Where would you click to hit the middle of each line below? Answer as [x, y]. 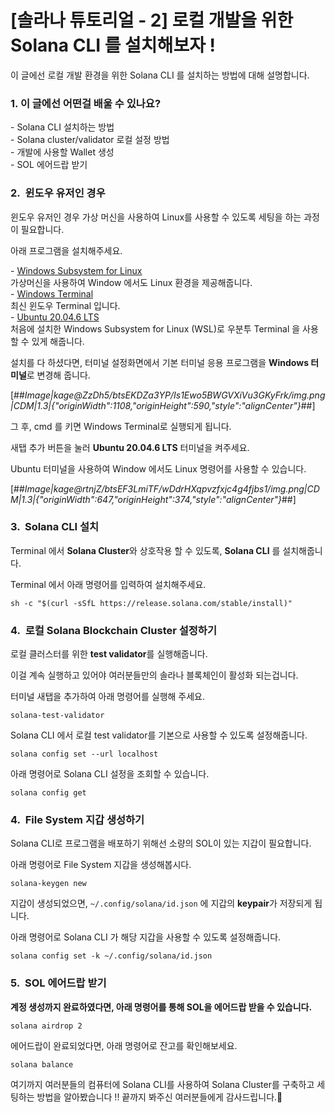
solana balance [42, 1064]
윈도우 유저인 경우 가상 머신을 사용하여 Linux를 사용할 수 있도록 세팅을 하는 [156, 217]
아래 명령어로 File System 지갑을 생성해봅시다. [101, 865]
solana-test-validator [57, 716]
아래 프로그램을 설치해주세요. [66, 250]
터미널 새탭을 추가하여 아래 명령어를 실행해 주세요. [108, 697]
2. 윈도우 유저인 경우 [58, 193]
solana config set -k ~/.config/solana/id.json [111, 956]
